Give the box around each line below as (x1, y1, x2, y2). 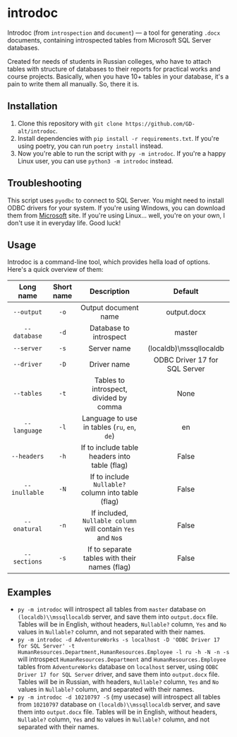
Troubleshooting (7, 177, 83, 189)
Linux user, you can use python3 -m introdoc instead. (17, 156, 174, 165)
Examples (7, 586, 51, 598)
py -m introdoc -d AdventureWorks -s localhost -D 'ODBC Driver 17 (17, 636, 220, 644)
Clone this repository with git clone (17, 119, 123, 127)
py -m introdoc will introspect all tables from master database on (17, 605, 206, 614)
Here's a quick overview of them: (7, 265, 104, 274)
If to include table (80, 442, 139, 452)
